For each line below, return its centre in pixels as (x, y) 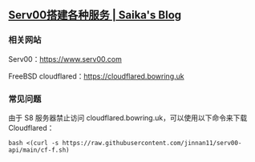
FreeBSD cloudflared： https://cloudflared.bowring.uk (96, 76)
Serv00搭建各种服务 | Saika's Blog (95, 15)
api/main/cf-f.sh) (39, 150)
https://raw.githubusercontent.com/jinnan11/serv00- (152, 143)
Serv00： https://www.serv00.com (65, 59)
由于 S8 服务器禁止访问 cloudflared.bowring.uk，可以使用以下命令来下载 (128, 117)
